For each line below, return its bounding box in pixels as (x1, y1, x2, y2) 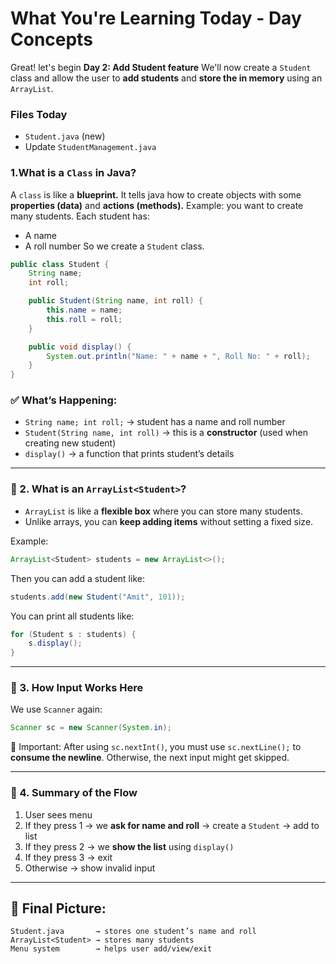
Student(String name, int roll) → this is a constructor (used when (24, 427, 308, 439)
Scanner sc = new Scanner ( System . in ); (10, 723, 172, 733)
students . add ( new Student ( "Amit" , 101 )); (10, 592, 186, 602)
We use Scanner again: (10, 703, 103, 716)
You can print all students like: (10, 610, 135, 622)
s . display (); (28, 638, 83, 649)
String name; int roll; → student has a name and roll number (24, 416, 286, 428)
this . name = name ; (46, 305, 123, 316)
